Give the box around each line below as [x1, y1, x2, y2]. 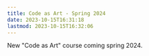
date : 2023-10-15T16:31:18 [7, 16, 84, 23]
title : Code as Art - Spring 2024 [7, 10, 106, 17]
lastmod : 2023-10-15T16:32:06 [7, 23, 94, 29]
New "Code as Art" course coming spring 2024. [7, 42, 143, 50]
